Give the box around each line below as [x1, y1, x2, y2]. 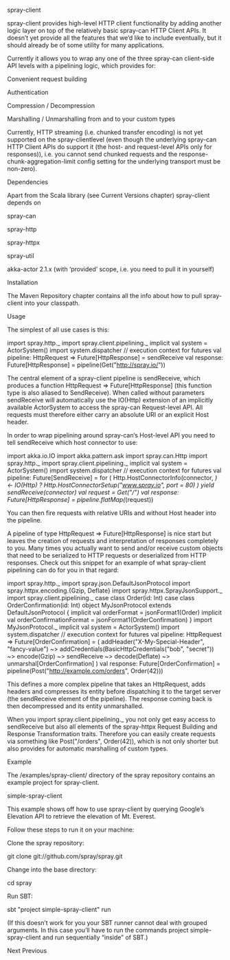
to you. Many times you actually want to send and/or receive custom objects [7, 544, 223, 552]
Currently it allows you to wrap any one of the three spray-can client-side [7, 54, 215, 62]
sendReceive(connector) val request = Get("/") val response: [7, 488, 180, 496]
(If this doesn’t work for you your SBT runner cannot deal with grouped [7, 919, 207, 926]
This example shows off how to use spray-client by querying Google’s [7, 805, 205, 813]
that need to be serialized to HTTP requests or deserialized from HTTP [7, 551, 207, 559]
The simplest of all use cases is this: [7, 325, 110, 334]
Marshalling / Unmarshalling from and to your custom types [7, 115, 176, 123]
